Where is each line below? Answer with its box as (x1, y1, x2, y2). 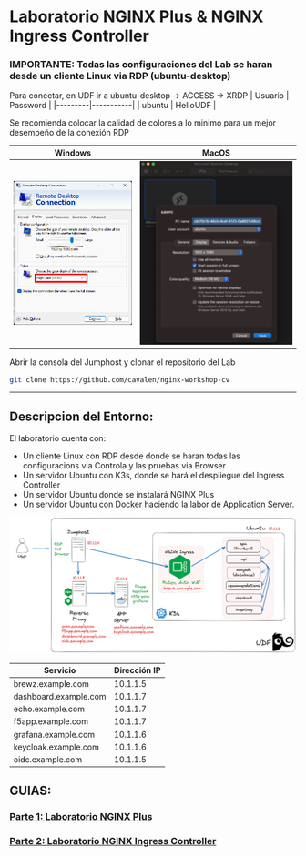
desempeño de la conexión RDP (9, 127, 129, 138)
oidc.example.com (13, 754, 83, 765)
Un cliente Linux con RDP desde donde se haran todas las (22, 450, 241, 461)
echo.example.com (13, 703, 85, 715)
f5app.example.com (13, 716, 89, 727)
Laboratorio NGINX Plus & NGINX (9, 6, 264, 27)
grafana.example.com (13, 729, 96, 740)
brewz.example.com (13, 678, 89, 689)
